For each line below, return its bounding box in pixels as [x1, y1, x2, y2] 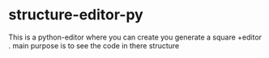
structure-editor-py [8, 6, 143, 24]
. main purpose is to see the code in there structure [8, 40, 180, 50]
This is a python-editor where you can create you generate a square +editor [8, 32, 262, 42]
